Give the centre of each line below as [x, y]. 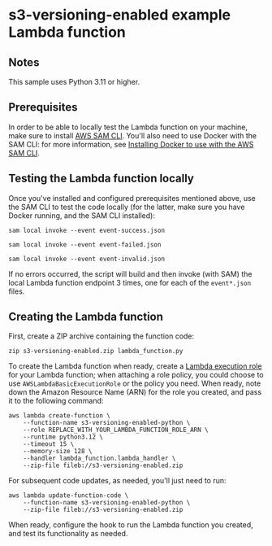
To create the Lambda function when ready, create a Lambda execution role [135, 366]
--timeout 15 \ [49, 444]
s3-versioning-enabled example [120, 15]
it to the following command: [56, 401]
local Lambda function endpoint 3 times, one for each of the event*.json [130, 282]
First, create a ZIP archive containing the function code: [101, 336]
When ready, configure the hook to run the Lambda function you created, [131, 525]
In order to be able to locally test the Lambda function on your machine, [128, 127]
